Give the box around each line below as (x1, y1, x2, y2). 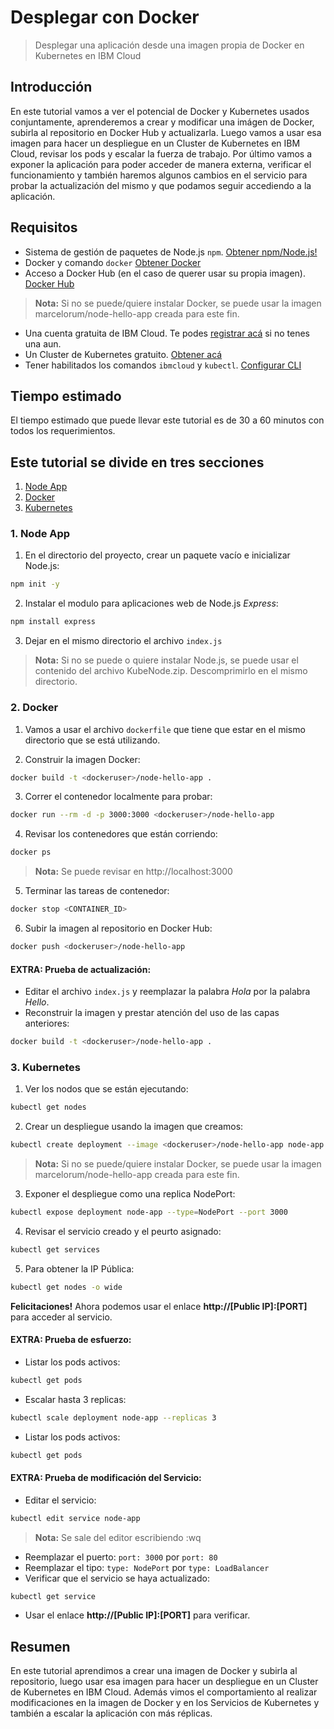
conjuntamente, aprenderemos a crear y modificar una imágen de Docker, (10, 116, 315, 128)
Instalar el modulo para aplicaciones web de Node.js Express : (24, 597, 279, 610)
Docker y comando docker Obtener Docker (24, 256, 202, 268)
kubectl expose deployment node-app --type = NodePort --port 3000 (10, 1207, 288, 1218)
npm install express (10, 617, 97, 627)
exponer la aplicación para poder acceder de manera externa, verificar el (10, 158, 312, 170)
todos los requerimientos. (10, 425, 116, 437)
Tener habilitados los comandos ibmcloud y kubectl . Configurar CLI (24, 359, 302, 371)
